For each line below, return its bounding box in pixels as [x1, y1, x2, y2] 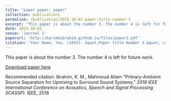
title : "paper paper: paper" [5, 7, 67, 13]
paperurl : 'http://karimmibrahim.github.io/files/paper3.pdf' [5, 36, 140, 41]
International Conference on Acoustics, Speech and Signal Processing [5, 84, 154, 90]
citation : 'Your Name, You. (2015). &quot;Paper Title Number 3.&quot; [5, 40, 160, 45]
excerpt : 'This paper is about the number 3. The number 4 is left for [5, 21, 160, 27]
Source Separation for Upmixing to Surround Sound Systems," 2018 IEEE [5, 79, 158, 85]
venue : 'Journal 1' [5, 31, 47, 36]
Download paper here [5, 64, 51, 70]
